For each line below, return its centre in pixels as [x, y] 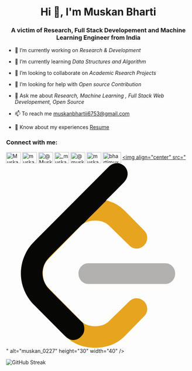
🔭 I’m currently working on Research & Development [78, 50]
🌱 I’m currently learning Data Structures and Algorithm [80, 62]
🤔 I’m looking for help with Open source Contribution [78, 84]
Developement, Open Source [49, 102]
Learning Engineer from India [98, 38]
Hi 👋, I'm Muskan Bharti [98, 12]
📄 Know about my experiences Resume [62, 127]
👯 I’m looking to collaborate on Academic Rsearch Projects [85, 73]
